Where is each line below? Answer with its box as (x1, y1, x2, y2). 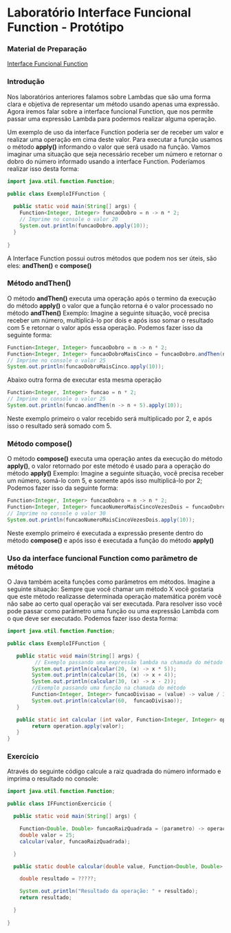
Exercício (7, 752, 39, 761)
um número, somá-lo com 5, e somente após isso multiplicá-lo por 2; (7, 477, 203, 485)
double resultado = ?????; (19, 875, 97, 883)
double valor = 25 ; (19, 832, 76, 839)
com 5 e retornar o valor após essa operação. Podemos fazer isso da (7, 323, 203, 331)
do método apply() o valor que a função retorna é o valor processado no (7, 301, 213, 309)
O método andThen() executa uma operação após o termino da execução (7, 294, 217, 303)
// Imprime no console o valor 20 (19, 216, 118, 223)
